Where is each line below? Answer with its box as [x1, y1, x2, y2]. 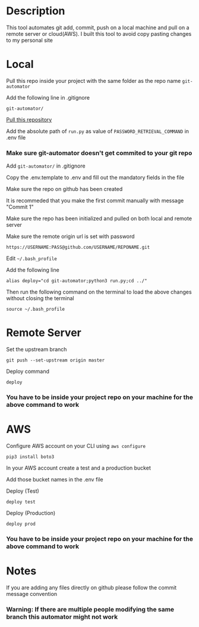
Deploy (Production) [6, 509, 56, 517]
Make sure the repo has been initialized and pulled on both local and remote [6, 215, 192, 222]
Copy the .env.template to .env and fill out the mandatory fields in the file [6, 174, 185, 181]
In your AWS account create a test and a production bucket [6, 464, 151, 471]
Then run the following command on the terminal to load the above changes [6, 288, 192, 296]
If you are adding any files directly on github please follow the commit [6, 583, 177, 591]
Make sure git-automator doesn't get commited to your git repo [6, 149, 192, 157]
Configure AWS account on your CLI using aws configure [6, 442, 146, 449]
